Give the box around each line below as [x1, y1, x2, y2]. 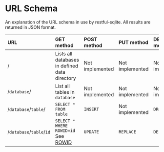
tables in [55, 88, 75, 95]
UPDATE [83, 129, 99, 134]
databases [55, 56, 80, 63]
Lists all [55, 50, 72, 57]
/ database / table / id [7, 128, 51, 135]
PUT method [119, 39, 149, 45]
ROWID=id [55, 128, 76, 133]
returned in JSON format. [5, 24, 56, 30]
